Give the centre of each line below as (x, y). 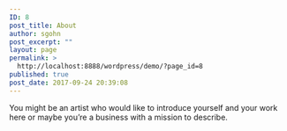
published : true (39, 75)
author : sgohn (35, 33)
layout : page (33, 50)
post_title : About (43, 25)
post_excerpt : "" (41, 42)
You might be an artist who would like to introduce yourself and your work (143, 107)
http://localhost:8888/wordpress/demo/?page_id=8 (110, 67)
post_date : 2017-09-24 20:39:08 (68, 83)
